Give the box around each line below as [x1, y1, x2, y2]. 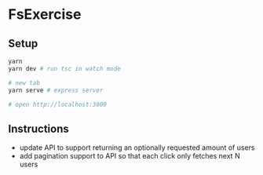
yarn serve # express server [8, 86, 104, 94]
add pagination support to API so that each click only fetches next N [19, 151, 241, 161]
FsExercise [8, 5, 82, 24]
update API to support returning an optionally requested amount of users [19, 143, 255, 152]
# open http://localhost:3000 [8, 100, 108, 108]
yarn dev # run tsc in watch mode [8, 64, 122, 72]
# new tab [8, 78, 41, 87]
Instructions [8, 122, 69, 135]
